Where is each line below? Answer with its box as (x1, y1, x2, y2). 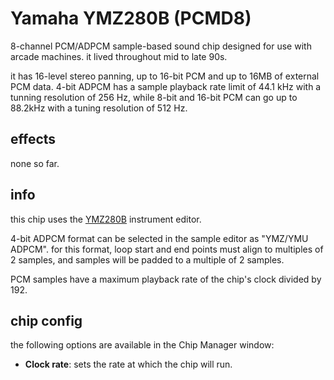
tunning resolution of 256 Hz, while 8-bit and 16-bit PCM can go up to (10, 91, 298, 103)
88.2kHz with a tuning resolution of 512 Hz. (10, 102, 188, 114)
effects (10, 131, 57, 148)
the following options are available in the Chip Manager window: (10, 339, 275, 351)
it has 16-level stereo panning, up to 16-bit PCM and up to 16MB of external (10, 70, 320, 82)
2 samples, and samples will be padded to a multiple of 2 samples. (10, 253, 285, 266)
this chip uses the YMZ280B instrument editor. (10, 213, 202, 225)
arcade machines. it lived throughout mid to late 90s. (10, 50, 228, 62)
